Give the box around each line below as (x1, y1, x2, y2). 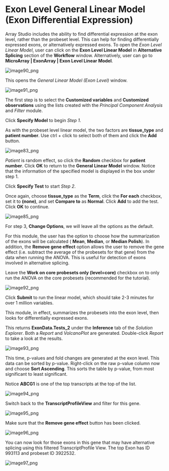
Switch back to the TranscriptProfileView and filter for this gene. (5, 400, 141, 406)
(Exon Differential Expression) (5, 14, 134, 26)
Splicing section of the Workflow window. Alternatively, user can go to (5, 52, 153, 58)
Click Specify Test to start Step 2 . (5, 183, 76, 189)
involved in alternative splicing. (5, 260, 70, 266)
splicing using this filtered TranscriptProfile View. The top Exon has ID (5, 445, 150, 451)
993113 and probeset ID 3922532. (5, 450, 76, 456)
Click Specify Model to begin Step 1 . (5, 117, 82, 123)
